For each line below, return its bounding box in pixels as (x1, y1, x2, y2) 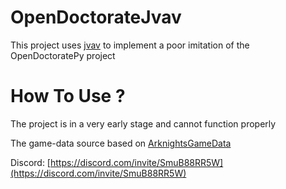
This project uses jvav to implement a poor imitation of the (10, 39, 250, 51)
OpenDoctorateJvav (10, 6, 182, 29)
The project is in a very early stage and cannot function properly (10, 117, 277, 130)
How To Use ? (10, 85, 126, 108)
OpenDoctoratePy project (10, 49, 116, 61)
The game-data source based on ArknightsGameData (10, 137, 232, 149)
